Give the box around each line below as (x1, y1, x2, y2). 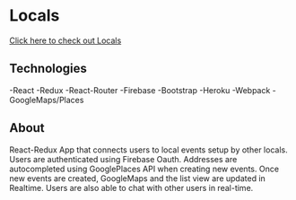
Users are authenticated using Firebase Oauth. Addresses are (9, 153, 238, 164)
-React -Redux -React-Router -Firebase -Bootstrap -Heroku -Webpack (9, 84, 271, 95)
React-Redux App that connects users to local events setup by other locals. (9, 144, 289, 155)
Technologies (9, 61, 88, 76)
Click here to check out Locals (9, 35, 122, 46)
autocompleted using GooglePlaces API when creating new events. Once (9, 163, 280, 174)
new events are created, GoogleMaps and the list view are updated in (9, 172, 266, 184)
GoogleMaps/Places (9, 94, 84, 105)
